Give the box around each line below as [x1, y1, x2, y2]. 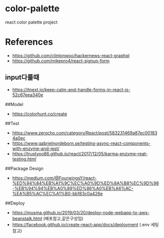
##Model [5, 101, 24, 107]
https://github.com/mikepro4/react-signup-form [12, 57, 109, 64]
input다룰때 [5, 73, 39, 81]
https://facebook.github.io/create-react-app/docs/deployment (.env [12, 221, 150, 227]
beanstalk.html [12, 215, 43, 221]
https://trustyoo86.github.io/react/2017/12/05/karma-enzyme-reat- [12, 151, 148, 157]
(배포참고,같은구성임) [43, 215, 83, 221]
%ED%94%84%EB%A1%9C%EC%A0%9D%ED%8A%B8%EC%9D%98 [12, 180, 159, 186]
